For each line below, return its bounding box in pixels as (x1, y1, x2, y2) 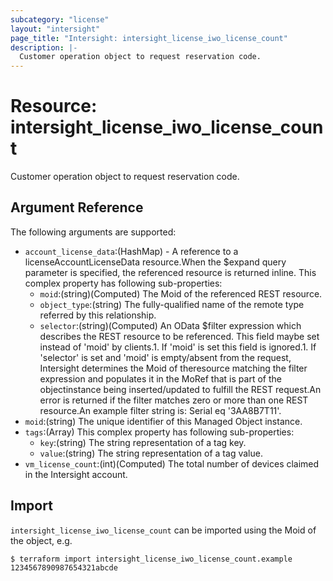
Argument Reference (10, 199, 144, 216)
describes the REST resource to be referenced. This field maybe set (39, 330, 320, 342)
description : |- (10, 42, 78, 53)
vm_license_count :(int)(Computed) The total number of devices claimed (24, 457, 320, 470)
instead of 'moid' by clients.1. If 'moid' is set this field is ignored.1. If (39, 341, 317, 353)
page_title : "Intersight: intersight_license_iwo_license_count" (10, 33, 288, 43)
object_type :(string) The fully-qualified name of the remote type (39, 298, 305, 310)
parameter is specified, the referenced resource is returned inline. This (24, 266, 317, 278)
